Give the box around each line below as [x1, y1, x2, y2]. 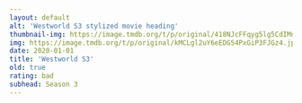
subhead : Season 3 [9, 80, 78, 89]
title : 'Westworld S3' [9, 55, 94, 64]
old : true [9, 64, 47, 73]
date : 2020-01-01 [9, 47, 75, 56]
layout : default [9, 13, 70, 22]
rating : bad [9, 72, 54, 81]
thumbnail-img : [9, 30, 67, 39]
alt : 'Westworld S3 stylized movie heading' [9, 21, 179, 30]
